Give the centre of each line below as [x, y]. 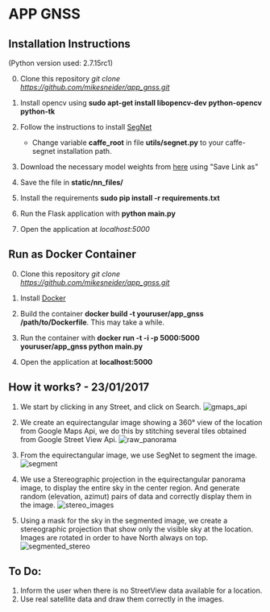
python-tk [37, 111]
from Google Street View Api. [69, 439]
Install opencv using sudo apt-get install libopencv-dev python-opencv [141, 103]
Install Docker [43, 298]
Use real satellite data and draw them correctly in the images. [122, 599]
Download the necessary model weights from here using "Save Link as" [139, 167]
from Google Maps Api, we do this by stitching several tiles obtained [133, 431]
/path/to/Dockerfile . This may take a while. [92, 322]
